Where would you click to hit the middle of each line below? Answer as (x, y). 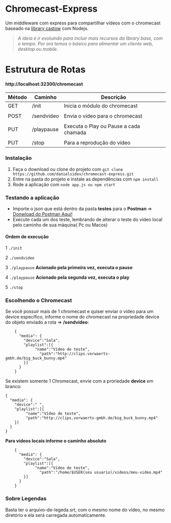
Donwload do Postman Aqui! (42, 214)
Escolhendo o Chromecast (39, 301)
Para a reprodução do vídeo (97, 143)
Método (17, 97)
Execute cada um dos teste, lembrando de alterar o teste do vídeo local (88, 219)
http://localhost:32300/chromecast (44, 84)
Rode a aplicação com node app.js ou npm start (64, 184)
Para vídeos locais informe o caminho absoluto (56, 441)
